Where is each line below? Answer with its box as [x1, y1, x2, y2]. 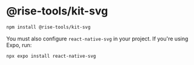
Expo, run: [6, 41, 32, 49]
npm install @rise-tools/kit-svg [6, 24, 91, 30]
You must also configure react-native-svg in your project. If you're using [6, 35, 189, 42]
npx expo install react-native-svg [6, 53, 96, 59]
